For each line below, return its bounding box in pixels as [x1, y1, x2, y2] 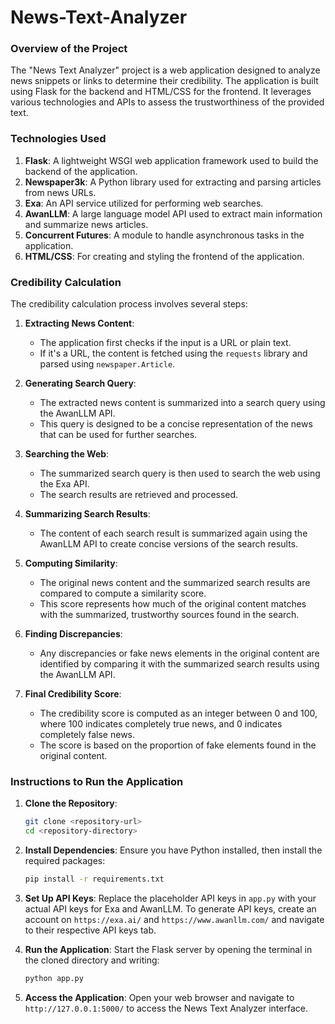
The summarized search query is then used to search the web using [39, 467, 321, 480]
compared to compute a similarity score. [39, 587, 207, 600]
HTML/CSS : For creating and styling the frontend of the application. [24, 250, 305, 262]
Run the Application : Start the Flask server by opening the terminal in [24, 944, 313, 955]
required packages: [24, 855, 106, 867]
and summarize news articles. [24, 218, 149, 230]
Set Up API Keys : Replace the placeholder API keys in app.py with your [24, 892, 317, 904]
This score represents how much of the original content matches [39, 598, 307, 610]
